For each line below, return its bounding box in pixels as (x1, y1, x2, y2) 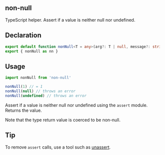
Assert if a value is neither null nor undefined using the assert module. (5, 102, 148, 108)
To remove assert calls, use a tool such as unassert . (5, 144, 111, 150)
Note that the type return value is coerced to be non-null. (5, 117, 121, 123)
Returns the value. (5, 107, 42, 113)
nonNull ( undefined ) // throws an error (5, 93, 87, 98)
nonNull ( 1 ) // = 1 (5, 84, 43, 89)
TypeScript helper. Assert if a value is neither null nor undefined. (5, 17, 136, 23)
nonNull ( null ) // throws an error (5, 88, 76, 94)
